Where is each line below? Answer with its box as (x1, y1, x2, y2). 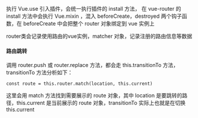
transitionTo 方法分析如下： (6, 69, 73, 76)
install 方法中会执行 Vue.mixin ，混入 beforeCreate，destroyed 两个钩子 (6, 12, 183, 20)
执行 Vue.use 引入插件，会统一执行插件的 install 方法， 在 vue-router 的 (6, 5, 181, 12)
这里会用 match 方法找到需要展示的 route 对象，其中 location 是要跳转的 (6, 92, 183, 99)
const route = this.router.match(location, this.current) (6, 81, 153, 87)
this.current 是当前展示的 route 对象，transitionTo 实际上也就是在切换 (16, 100, 186, 107)
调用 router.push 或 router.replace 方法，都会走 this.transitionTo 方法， (6, 62, 179, 69)
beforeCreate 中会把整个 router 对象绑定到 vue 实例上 (23, 20, 155, 27)
